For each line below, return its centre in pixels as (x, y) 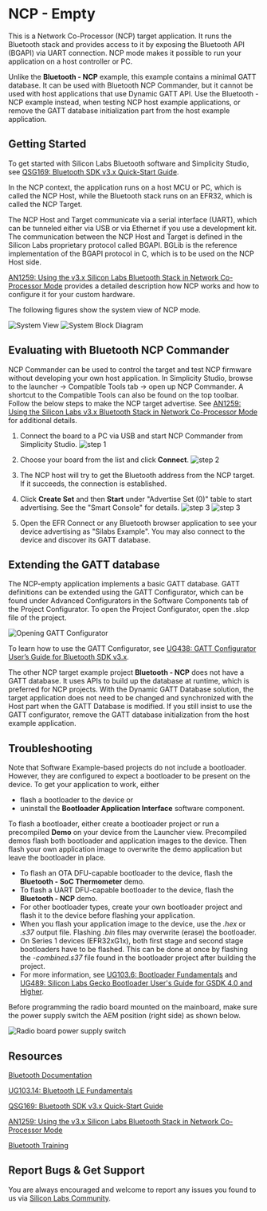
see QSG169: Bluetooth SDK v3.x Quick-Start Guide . (94, 171)
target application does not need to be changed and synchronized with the (131, 698)
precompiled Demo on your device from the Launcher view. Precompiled (128, 833)
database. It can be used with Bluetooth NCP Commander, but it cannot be (131, 85)
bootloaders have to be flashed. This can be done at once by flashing (134, 950)
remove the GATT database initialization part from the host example (119, 110)
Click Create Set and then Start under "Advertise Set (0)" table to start (136, 499)
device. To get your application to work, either (84, 785)
